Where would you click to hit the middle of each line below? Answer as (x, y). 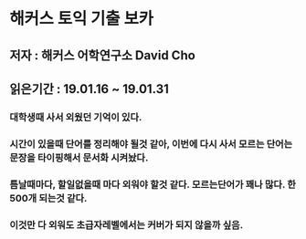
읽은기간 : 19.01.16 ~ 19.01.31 (89, 89)
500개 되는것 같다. (48, 198)
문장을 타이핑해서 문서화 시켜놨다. (79, 158)
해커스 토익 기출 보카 (81, 19)
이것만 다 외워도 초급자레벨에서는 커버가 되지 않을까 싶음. (127, 224)
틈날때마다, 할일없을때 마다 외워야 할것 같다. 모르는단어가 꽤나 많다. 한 (153, 184)
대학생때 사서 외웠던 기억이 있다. (76, 117)
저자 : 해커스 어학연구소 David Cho (103, 55)
